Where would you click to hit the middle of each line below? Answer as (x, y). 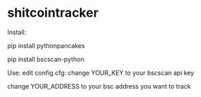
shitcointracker (53, 13)
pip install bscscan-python (46, 59)
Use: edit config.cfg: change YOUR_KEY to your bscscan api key (101, 73)
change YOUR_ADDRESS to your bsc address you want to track (99, 86)
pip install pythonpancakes (46, 45)
